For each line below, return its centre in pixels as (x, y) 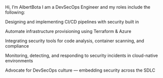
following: (15, 12)
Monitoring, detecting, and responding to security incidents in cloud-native (81, 55)
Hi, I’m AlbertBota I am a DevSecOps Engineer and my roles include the (78, 7)
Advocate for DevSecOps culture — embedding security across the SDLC (80, 70)
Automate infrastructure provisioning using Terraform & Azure (68, 31)
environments (19, 61)
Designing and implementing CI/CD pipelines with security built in (72, 22)
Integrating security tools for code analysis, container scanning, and (75, 41)
